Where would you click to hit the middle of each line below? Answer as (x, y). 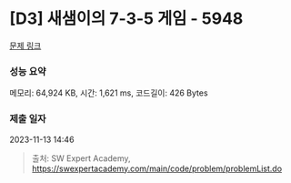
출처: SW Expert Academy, (81, 158)
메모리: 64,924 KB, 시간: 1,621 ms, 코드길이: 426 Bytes (109, 93)
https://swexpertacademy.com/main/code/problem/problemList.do (157, 168)
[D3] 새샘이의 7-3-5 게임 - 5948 (126, 19)
